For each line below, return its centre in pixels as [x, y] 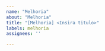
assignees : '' [24, 34]
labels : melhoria [28, 28]
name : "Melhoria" [28, 12]
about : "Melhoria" [29, 17]
